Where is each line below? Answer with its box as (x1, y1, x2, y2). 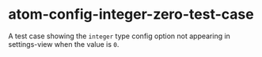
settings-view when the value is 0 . (8, 39, 120, 48)
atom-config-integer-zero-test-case (8, 5, 255, 23)
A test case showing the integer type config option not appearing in (8, 31, 231, 41)
